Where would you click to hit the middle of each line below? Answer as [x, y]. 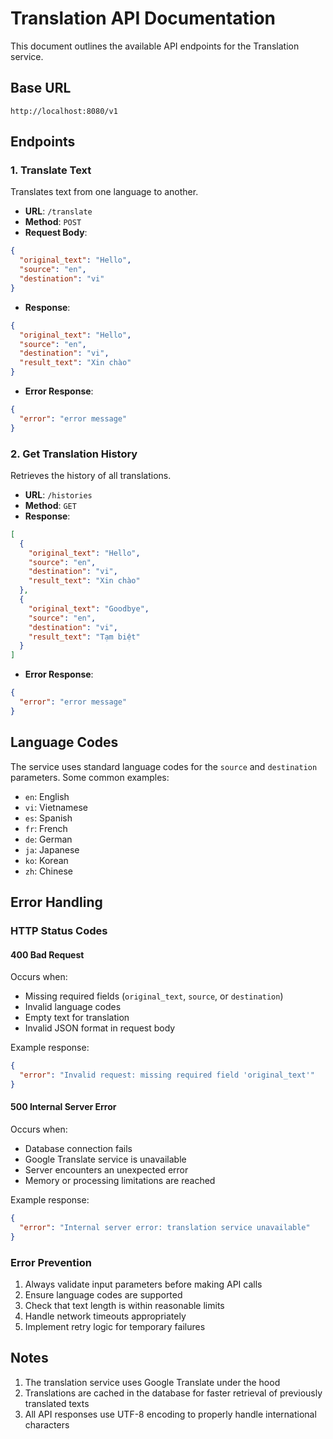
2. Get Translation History [74, 454]
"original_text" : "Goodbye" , [89, 608]
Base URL [41, 88]
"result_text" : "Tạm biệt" [84, 637]
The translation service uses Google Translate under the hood [152, 1382]
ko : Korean [46, 860]
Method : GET [50, 505]
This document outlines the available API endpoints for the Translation [155, 46]
